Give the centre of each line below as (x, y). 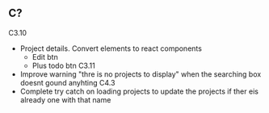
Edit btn (45, 56)
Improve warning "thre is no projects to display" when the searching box (141, 74)
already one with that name (65, 99)
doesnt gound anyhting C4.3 (67, 82)
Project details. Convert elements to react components (111, 48)
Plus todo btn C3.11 (63, 65)
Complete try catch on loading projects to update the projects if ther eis (139, 91)
